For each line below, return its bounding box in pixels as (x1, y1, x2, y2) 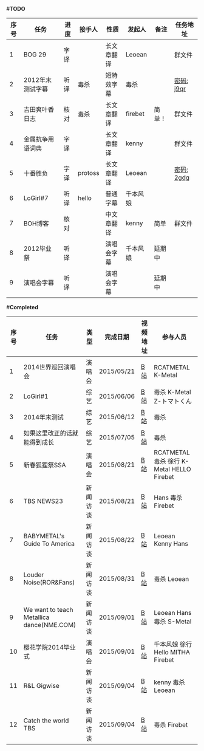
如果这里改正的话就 (23, 429, 79, 437)
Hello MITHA (154, 648, 190, 656)
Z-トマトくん (154, 397, 192, 405)
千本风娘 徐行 (154, 640, 192, 648)
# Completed (6, 304, 38, 310)
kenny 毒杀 (154, 678, 185, 686)
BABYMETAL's (23, 532, 65, 540)
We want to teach (23, 606, 74, 614)
